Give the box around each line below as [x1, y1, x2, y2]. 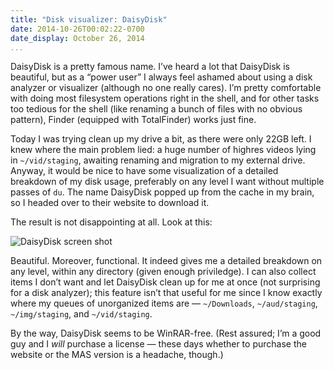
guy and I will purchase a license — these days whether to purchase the [10, 338, 307, 350]
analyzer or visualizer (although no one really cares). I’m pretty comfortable [10, 82, 322, 94]
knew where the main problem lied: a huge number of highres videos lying [10, 144, 317, 156]
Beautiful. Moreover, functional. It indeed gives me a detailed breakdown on [10, 255, 323, 267]
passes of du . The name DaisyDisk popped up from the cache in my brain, [10, 186, 315, 198]
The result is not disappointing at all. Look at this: [10, 216, 213, 228]
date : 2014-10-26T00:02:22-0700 [10, 24, 145, 34]
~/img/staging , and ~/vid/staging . [10, 308, 153, 320]
